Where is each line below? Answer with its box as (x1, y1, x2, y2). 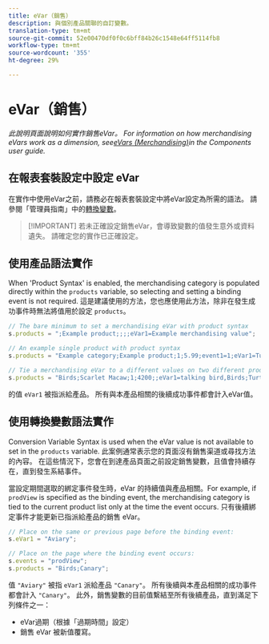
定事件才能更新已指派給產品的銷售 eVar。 (8, 512, 145, 521)
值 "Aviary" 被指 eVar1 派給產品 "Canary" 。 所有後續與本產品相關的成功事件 (8, 580, 257, 590)
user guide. (8, 146, 46, 155)
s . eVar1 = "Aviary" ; (8, 535, 78, 543)
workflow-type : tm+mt (8, 42, 81, 50)
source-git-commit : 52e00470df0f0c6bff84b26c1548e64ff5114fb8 (8, 34, 220, 42)
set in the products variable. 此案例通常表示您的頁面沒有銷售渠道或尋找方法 (8, 446, 256, 456)
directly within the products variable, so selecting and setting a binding (8, 287, 242, 296)
